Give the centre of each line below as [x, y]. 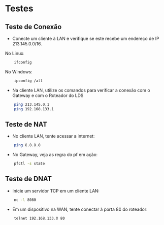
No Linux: [15, 53]
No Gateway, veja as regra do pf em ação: [55, 155]
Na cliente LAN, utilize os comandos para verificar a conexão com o [81, 90]
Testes [19, 9]
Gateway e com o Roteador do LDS [48, 95]
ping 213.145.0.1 [32, 104]
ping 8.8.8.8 [27, 145]
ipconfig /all [28, 81]
